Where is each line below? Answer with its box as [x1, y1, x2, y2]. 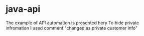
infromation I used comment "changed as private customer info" [5, 25, 138, 31]
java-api [5, 3, 40, 15]
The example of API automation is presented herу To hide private [5, 20, 139, 26]
